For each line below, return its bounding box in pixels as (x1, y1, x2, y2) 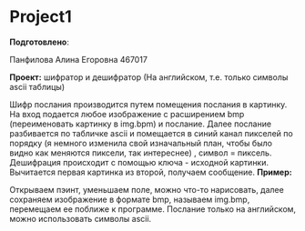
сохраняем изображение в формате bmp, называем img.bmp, (9, 194, 250, 205)
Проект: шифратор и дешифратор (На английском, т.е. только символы (9, 71, 289, 83)
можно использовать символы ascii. (9, 213, 152, 224)
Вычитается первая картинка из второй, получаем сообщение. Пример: (9, 166, 293, 177)
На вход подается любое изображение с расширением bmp (9, 108, 245, 119)
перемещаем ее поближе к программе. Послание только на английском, (9, 203, 297, 215)
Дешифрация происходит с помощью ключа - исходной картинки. (9, 156, 269, 167)
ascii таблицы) (9, 81, 66, 92)
